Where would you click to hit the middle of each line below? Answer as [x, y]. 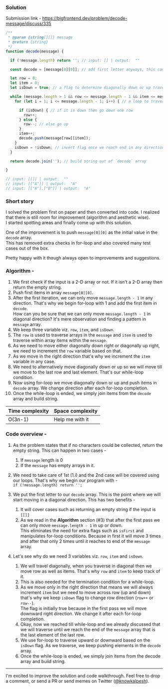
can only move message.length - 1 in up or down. [72, 525]
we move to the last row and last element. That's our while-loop [78, 372]
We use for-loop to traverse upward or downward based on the [85, 640]
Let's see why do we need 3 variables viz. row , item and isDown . [78, 556]
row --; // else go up [46, 124]
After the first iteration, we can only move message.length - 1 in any [83, 298]
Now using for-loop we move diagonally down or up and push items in [85, 382]
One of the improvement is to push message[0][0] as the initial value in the [82, 232]
